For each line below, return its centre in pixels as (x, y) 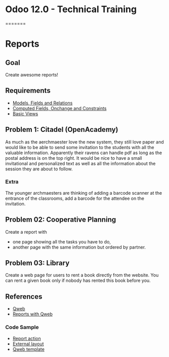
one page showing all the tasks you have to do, (62, 241)
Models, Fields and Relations (43, 103)
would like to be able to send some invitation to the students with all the (80, 147)
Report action (27, 338)
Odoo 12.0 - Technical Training (71, 9)
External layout (28, 344)
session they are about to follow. (39, 169)
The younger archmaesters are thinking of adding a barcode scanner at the (84, 193)
